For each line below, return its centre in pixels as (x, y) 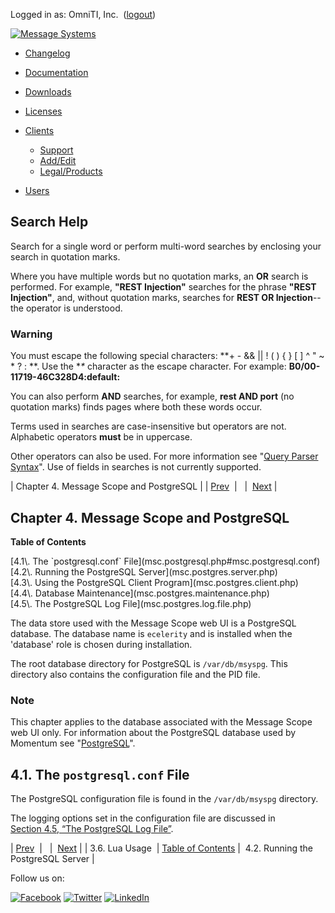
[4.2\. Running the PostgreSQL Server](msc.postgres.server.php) (144, 571)
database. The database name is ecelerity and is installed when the (151, 633)
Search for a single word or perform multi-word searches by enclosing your (166, 246)
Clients (39, 130)
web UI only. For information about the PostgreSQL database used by (153, 733)
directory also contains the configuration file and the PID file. (135, 674)
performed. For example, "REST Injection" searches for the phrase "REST (163, 286)
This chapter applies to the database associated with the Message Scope (161, 722)
